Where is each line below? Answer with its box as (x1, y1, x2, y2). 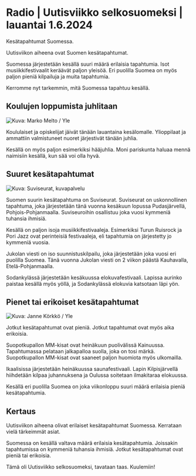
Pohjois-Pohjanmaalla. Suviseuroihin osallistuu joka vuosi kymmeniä (6, 208, 171, 215)
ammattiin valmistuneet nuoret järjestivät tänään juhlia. (6, 134, 138, 141)
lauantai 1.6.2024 (6, 18, 93, 32)
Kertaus (6, 406, 36, 416)
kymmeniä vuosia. (6, 238, 50, 246)
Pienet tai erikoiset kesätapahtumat (6, 297, 139, 307)
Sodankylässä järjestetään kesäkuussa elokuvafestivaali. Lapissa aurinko (6, 274, 183, 281)
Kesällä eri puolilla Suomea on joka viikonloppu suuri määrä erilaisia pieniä (6, 383, 185, 390)
